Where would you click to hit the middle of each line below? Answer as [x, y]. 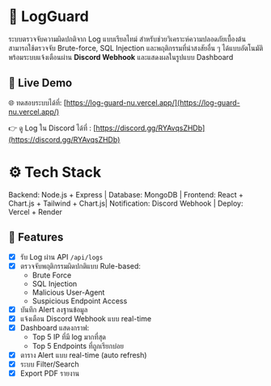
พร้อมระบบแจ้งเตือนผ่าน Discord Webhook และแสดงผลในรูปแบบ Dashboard [121, 57]
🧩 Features [36, 238]
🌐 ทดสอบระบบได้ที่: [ [38, 102]
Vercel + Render [36, 212]
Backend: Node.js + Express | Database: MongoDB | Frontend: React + [126, 194]
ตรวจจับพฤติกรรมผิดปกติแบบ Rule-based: [80, 265]
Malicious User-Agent [68, 292]
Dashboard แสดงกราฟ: [55, 328]
